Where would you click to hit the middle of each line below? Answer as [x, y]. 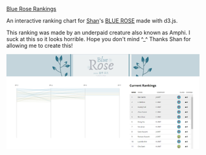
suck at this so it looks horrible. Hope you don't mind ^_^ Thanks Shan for [99, 39]
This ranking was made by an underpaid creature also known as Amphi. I [98, 32]
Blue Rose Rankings [32, 9]
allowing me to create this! [40, 46]
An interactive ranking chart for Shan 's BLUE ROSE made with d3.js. [92, 21]
